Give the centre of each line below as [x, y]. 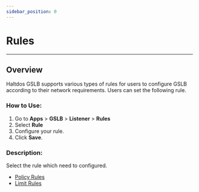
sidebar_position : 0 [32, 12]
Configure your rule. [39, 131]
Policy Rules [30, 177]
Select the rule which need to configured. [57, 165]
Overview [25, 69]
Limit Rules [28, 183]
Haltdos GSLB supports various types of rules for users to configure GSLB [97, 84]
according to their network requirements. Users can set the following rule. [96, 90]
